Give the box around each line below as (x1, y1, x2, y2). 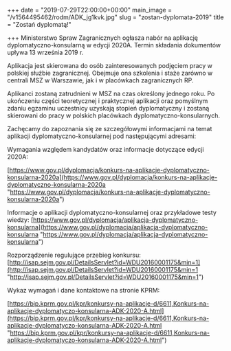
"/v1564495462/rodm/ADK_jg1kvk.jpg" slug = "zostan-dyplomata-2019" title (7, 13, 224, 21)
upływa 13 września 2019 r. (7, 48, 84, 56)
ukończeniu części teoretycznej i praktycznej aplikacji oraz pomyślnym (7, 97, 208, 105)
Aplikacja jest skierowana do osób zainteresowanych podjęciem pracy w (7, 62, 213, 69)
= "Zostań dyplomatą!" (7, 21, 72, 28)
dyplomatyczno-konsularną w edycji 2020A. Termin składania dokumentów (7, 41, 221, 49)
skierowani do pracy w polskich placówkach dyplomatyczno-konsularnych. (7, 111, 220, 120)
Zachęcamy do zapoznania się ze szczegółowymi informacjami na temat (7, 125, 212, 133)
